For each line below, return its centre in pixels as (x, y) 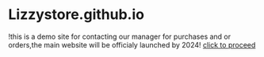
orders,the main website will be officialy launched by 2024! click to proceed (132, 44)
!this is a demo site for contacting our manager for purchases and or (120, 36)
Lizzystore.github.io (77, 15)
